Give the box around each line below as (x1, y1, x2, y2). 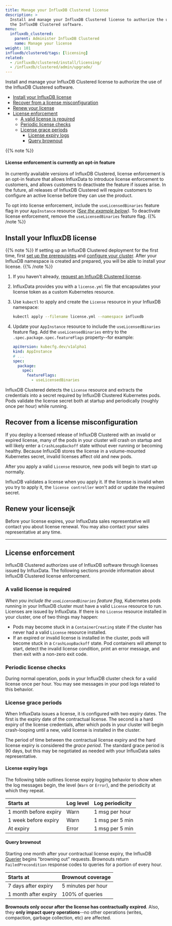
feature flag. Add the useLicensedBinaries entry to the (12, 329, 127, 335)
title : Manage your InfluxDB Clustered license (5, 7, 109, 13)
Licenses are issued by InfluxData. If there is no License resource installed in (5, 608, 167, 614)
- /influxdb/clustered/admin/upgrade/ (10, 65, 93, 70)
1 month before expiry (8, 808, 61, 815)
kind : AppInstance (12, 349, 52, 354)
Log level (66, 799, 89, 807)
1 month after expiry (8, 890, 57, 897)
